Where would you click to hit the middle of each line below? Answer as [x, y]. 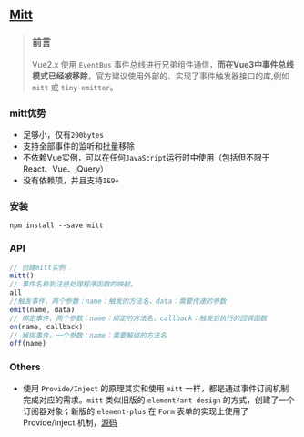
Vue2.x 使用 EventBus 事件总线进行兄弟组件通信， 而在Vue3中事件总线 [162, 64]
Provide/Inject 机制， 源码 [70, 422]
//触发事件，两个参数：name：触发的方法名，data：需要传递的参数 [118, 302]
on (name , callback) [46, 327]
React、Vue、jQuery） [66, 169]
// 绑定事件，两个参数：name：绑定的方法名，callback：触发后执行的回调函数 [138, 318]
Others [25, 367]
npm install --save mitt [56, 226]
